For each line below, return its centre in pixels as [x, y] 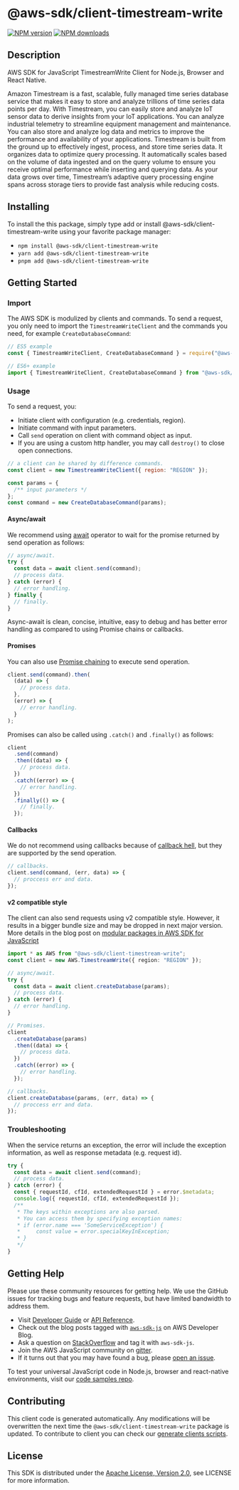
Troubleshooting [37, 1129]
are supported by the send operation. [62, 853]
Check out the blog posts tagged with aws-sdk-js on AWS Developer [118, 1327]
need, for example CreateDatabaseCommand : [69, 334]
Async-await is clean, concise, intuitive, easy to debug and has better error [117, 622]
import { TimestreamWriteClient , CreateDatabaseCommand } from [103, 372]
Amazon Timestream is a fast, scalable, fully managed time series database [118, 93]
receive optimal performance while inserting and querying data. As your [113, 169]
